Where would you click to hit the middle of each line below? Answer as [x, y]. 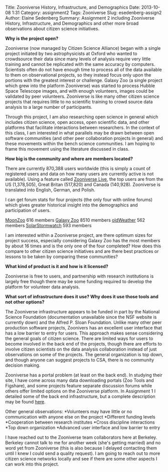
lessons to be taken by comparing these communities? [61, 257]
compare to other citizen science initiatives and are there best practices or [82, 251]
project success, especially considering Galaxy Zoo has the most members [83, 241]
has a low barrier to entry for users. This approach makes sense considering [84, 333]
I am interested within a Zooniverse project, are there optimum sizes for [79, 235]
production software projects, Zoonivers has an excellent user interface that [83, 328]
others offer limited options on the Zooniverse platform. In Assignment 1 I [80, 391]
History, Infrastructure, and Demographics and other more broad [72, 23]
